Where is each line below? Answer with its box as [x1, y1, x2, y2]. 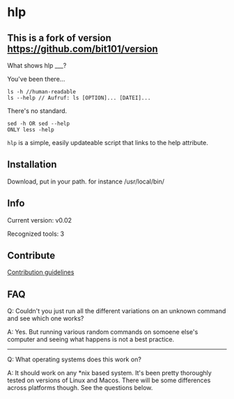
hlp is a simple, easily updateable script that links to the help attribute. [7, 139, 209, 146]
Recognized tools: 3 [7, 229, 65, 238]
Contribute [7, 250, 56, 262]
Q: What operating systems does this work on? [7, 355, 141, 363]
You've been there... [7, 75, 65, 83]
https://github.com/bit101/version [7, 43, 158, 54]
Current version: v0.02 [7, 216, 72, 224]
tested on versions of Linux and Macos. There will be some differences [7, 376, 211, 384]
